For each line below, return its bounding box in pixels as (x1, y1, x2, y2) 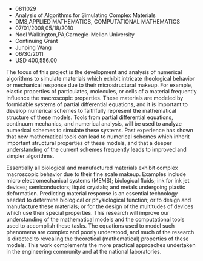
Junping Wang (15, 44, 52, 51)
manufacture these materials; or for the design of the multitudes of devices (6, 203, 194, 210)
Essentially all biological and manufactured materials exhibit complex (6, 164, 178, 171)
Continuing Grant (15, 38, 58, 44)
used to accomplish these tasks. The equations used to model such (6, 222, 175, 229)
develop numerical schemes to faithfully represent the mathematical (6, 107, 177, 114)
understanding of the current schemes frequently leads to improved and (6, 146, 187, 153)
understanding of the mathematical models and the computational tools (6, 215, 185, 223)
